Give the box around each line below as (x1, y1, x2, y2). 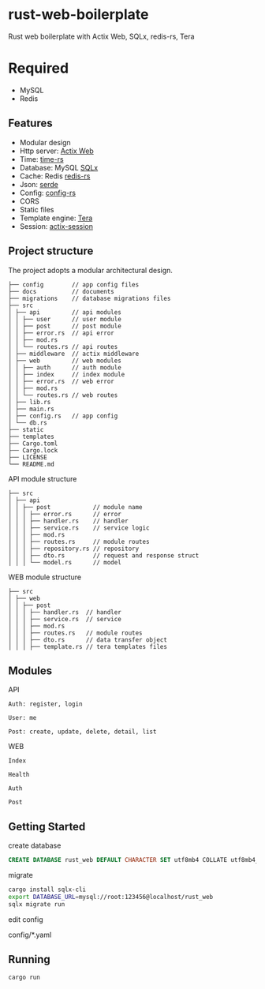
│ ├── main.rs (8, 405, 55, 413)
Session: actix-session (19, 221, 93, 230)
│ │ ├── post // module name (8, 503, 144, 511)
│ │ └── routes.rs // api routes (8, 343, 118, 350)
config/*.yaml (8, 930, 52, 939)
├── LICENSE (8, 453, 47, 461)
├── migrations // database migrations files (8, 294, 171, 302)
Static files (19, 204, 54, 214)
